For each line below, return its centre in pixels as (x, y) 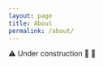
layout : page (30, 16)
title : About (30, 23)
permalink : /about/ (41, 31)
